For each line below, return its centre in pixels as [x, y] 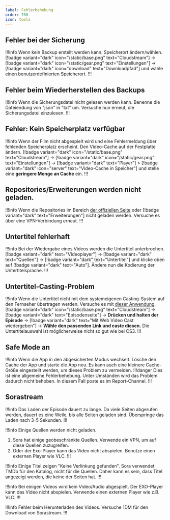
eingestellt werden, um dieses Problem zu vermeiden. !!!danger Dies [91, 370]
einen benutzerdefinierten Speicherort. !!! [49, 74]
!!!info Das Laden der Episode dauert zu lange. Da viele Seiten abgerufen [81, 409]
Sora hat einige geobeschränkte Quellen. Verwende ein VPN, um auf [84, 440]
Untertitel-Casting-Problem [50, 286]
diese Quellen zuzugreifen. [41, 445]
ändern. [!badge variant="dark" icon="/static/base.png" [64, 152]
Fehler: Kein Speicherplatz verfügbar [65, 129]
